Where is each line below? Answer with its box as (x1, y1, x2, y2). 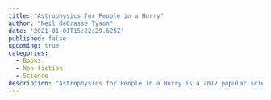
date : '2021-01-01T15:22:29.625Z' (8, 27, 125, 35)
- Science (15, 72, 48, 80)
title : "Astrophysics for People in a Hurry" (8, 11, 164, 20)
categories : (8, 49, 48, 57)
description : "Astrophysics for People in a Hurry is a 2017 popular (8, 79, 248, 87)
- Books (15, 57, 42, 65)
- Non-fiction (15, 65, 63, 73)
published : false (8, 34, 67, 43)
